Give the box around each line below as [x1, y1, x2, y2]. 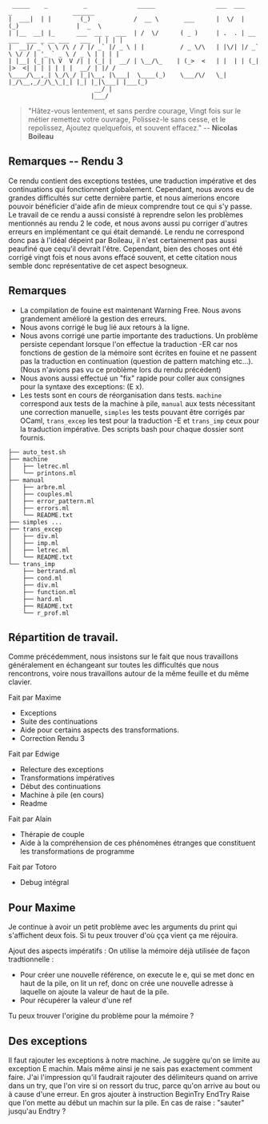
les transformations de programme [19, 847, 134, 856]
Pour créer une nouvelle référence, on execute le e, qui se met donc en [19, 970, 254, 980]
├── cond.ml [22, 574, 62, 582]
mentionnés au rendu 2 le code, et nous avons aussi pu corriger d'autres [8, 218, 248, 228]
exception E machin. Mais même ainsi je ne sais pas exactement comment [8, 1064, 253, 1074]
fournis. [19, 432, 46, 442]
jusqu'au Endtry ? [8, 1106, 66, 1116]
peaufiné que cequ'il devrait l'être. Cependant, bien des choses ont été [8, 244, 243, 253]
